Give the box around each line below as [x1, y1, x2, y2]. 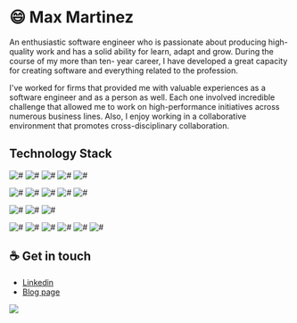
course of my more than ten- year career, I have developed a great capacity [9, 55, 288, 66]
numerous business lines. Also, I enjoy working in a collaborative [9, 111, 247, 121]
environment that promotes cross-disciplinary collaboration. [9, 120, 230, 131]
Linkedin [21, 277, 54, 287]
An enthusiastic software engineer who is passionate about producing [9, 37, 267, 47]
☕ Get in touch [9, 249, 92, 264]
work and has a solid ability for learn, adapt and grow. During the [36, 46, 274, 56]
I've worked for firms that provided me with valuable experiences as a [9, 82, 266, 93]
